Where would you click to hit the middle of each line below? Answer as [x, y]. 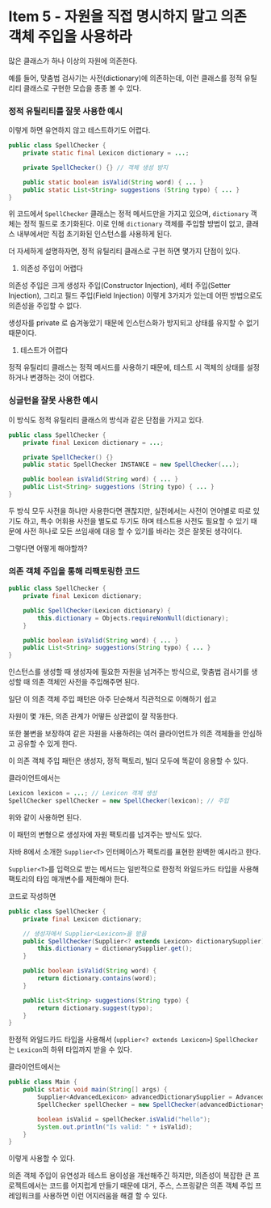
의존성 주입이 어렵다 [51, 269]
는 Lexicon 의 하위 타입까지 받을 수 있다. [71, 1049]
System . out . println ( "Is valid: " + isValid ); [115, 1127]
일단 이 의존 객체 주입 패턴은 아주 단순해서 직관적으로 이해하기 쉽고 [113, 699]
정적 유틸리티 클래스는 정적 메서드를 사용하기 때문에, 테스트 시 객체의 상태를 [127, 367]
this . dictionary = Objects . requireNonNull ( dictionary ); [133, 618]
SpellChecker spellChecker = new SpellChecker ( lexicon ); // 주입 [119, 801]
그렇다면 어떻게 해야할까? [48, 548]
